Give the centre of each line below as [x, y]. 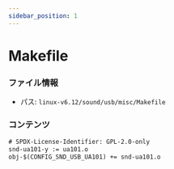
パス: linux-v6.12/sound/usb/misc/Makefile [93, 102]
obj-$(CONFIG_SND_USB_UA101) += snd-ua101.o [85, 157]
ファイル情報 [34, 82]
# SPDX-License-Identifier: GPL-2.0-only [79, 142]
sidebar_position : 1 [43, 16]
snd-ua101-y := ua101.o [49, 150]
